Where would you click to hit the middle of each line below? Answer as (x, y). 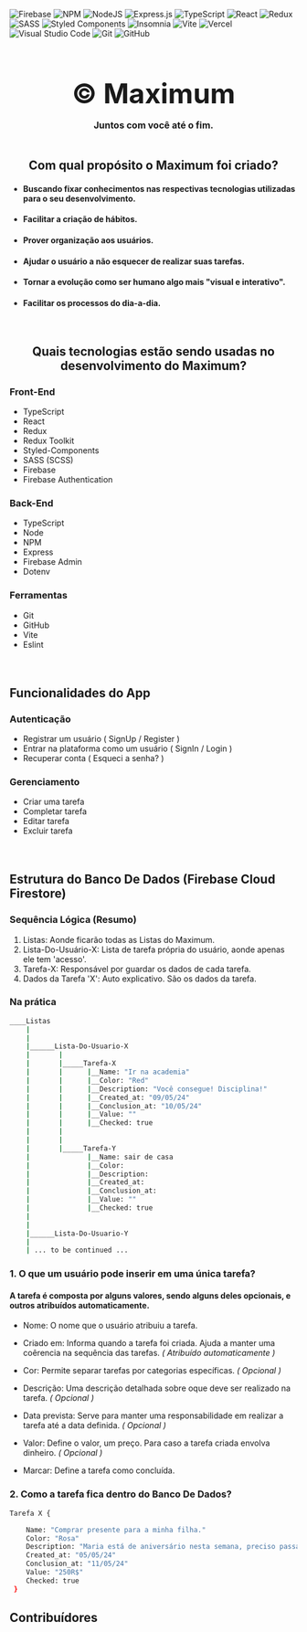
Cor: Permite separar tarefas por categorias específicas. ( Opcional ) (152, 1371)
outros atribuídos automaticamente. (79, 1305)
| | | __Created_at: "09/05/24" (108, 1097)
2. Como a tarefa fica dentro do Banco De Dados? (121, 1494)
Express (38, 552)
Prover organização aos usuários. (88, 240)
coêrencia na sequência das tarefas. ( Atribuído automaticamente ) (149, 1353)
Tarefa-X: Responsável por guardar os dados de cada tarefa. (137, 969)
